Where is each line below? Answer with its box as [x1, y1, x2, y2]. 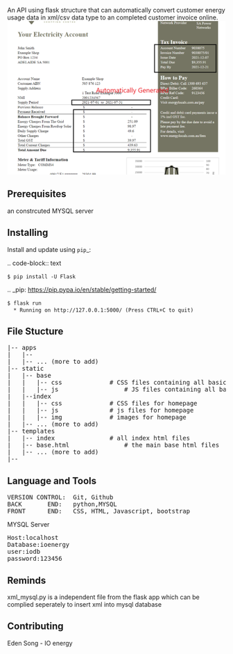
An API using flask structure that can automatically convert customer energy [7, 6, 225, 14]
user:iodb [7, 548, 40, 556]
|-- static [7, 365, 44, 373]
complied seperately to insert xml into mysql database [7, 600, 162, 608]
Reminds [7, 574, 46, 587]
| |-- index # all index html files [7, 434, 191, 442]
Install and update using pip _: [7, 245, 92, 253]
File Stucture [7, 325, 64, 337]
